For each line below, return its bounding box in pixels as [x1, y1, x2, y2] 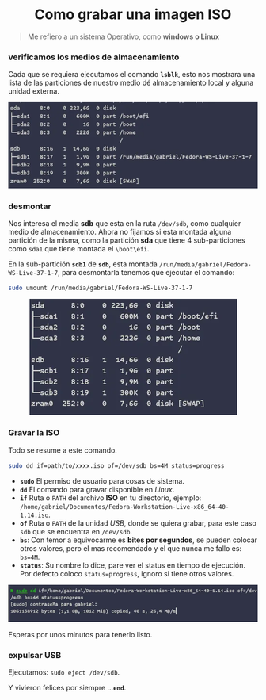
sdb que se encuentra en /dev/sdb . [19, 526, 133, 536]
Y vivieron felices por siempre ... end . [8, 683, 127, 693]
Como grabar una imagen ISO [34, 6, 232, 24]
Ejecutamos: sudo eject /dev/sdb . [8, 667, 120, 677]
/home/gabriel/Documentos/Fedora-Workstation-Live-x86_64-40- [19, 503, 230, 511]
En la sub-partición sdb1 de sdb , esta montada [8, 259, 158, 269]
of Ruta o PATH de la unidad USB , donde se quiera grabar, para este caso [19, 518, 257, 528]
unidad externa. [8, 86, 59, 96]
